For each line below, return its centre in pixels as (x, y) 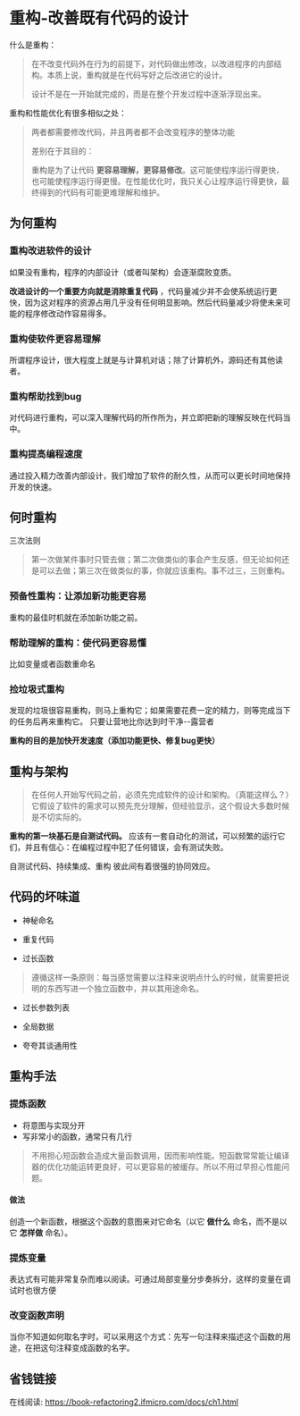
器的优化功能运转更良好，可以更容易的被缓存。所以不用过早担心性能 (156, 1167)
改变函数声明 (37, 1315)
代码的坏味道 (45, 897)
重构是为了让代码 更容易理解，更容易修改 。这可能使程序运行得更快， (157, 170)
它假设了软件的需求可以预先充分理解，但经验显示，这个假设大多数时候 (160, 806)
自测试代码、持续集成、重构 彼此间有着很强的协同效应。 (112, 866)
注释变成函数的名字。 (95, 1348)
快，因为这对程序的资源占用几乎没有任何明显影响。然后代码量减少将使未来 (146, 302)
